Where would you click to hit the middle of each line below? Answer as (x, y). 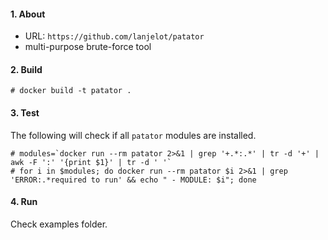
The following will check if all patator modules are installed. (133, 135)
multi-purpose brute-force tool (88, 47)
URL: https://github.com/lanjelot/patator (114, 36)
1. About (28, 14)
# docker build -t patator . (71, 91)
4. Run (24, 202)
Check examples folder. (59, 224)
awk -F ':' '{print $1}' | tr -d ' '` (91, 162)
